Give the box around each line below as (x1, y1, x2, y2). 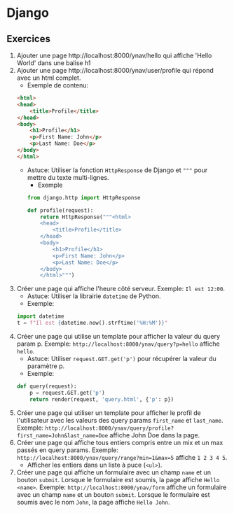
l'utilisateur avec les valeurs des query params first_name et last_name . (16, 416, 223, 424)
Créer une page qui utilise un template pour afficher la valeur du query (16, 332, 221, 340)
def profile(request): (27, 206, 94, 214)
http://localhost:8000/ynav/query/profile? (45, 425, 174, 432)
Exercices (6, 33, 50, 45)
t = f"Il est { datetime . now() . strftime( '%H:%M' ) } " (16, 320, 168, 327)
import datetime (16, 313, 64, 320)
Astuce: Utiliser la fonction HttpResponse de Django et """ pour (27, 166, 208, 174)
